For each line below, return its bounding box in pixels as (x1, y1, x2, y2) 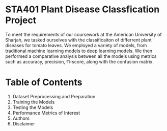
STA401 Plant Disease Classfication (5, 4, 160, 15)
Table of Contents (5, 77, 82, 88)
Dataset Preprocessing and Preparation (12, 93, 96, 99)
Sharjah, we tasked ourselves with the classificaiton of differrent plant (5, 37, 152, 43)
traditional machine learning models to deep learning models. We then (5, 48, 153, 54)
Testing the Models (12, 104, 53, 111)
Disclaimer (12, 120, 36, 126)
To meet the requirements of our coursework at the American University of (5, 31, 162, 37)
